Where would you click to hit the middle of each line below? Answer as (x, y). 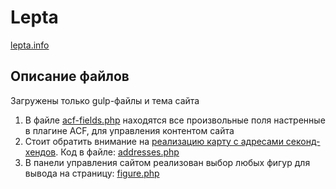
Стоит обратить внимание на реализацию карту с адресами (154, 141)
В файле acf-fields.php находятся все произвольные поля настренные (175, 120)
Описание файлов (70, 76)
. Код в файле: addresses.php (117, 152)
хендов (40, 152)
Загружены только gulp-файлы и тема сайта (105, 100)
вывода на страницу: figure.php (92, 173)
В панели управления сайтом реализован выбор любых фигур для (167, 162)
